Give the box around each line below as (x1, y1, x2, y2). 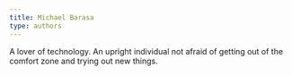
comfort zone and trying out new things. (9, 55, 159, 66)
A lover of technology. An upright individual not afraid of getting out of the (9, 46, 284, 56)
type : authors (9, 21, 63, 30)
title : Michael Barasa (9, 12, 94, 22)
